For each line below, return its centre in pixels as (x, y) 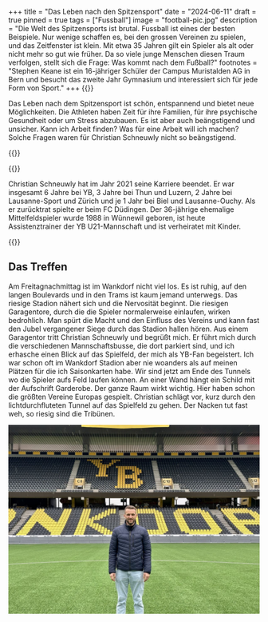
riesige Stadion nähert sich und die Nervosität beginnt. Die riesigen (118, 303)
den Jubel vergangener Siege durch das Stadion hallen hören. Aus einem (128, 329)
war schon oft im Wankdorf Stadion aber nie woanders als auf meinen (123, 362)
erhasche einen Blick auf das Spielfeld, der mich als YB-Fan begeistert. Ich (131, 354)
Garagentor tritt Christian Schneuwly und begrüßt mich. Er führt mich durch (132, 337)
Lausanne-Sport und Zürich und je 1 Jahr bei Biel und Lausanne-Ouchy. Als (132, 201)
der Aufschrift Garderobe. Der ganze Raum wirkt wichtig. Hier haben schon (132, 388)
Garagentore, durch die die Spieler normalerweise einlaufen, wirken (119, 312)
